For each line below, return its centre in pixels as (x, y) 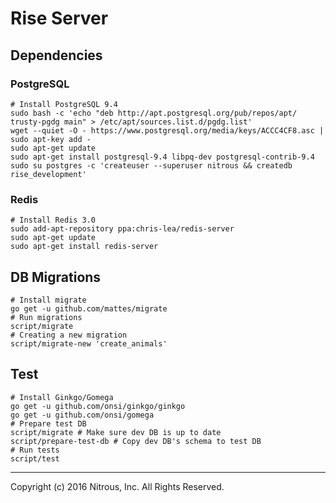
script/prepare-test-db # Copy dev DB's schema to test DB (136, 441)
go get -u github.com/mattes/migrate (89, 308)
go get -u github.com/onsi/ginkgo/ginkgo (98, 406)
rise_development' (48, 174)
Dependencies (56, 55)
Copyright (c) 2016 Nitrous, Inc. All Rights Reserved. (117, 486)
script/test (35, 458)
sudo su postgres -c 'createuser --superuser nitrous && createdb (151, 165)
